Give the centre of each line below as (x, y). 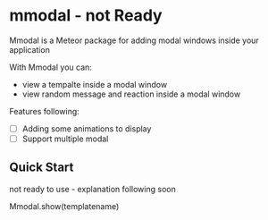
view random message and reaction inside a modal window (131, 94)
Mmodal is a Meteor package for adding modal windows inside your (134, 40)
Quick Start (42, 168)
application (30, 49)
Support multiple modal (65, 139)
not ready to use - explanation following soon (92, 189)
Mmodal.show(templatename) (64, 206)
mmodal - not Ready (86, 16)
